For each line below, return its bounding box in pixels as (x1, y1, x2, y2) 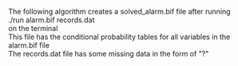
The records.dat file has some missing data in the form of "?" (8, 49, 209, 58)
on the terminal (8, 24, 58, 33)
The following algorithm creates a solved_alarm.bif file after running (8, 7, 231, 16)
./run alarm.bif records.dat (8, 15, 95, 25)
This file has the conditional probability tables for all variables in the (8, 32, 231, 41)
